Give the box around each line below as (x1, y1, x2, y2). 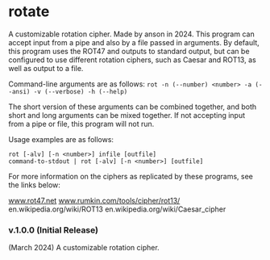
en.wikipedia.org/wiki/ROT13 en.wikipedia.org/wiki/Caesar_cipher (8, 204, 226, 214)
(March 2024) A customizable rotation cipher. (8, 243, 160, 253)
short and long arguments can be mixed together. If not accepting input (8, 110, 246, 120)
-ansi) (8, 87, 31, 95)
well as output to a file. (8, 63, 84, 73)
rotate (8, 2, 50, 21)
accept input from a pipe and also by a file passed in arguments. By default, (8, 37, 260, 47)
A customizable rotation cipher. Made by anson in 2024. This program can (8, 29, 255, 39)
